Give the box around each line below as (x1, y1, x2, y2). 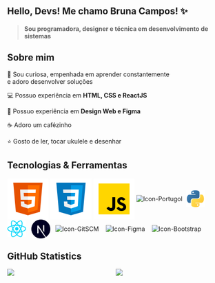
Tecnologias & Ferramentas (7, 159, 127, 171)
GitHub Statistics (7, 251, 82, 262)
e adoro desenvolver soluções (7, 77, 93, 85)
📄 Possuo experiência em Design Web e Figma (7, 106, 141, 115)
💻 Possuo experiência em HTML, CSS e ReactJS (7, 91, 147, 99)
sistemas (23, 32, 52, 40)
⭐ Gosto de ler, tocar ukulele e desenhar (7, 137, 122, 145)
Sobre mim (7, 52, 55, 64)
